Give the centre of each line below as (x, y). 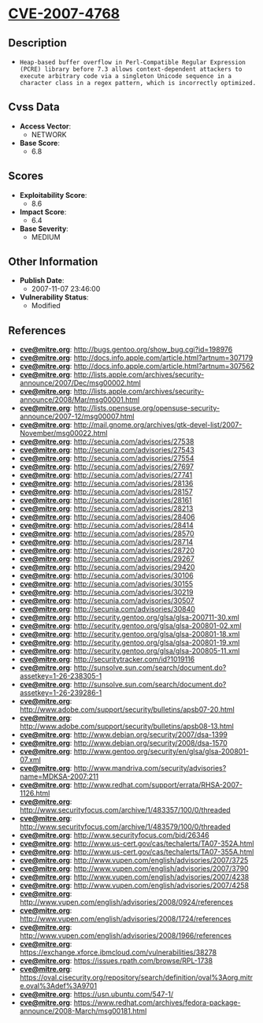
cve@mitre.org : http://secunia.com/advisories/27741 (106, 475)
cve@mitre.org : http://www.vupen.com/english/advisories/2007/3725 (134, 861)
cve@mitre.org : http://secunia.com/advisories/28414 (107, 526)
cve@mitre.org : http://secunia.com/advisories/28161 (106, 500)
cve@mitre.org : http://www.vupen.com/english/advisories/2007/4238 (134, 877)
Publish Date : (42, 281)
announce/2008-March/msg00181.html (83, 1011)
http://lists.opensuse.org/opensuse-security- (147, 408)
